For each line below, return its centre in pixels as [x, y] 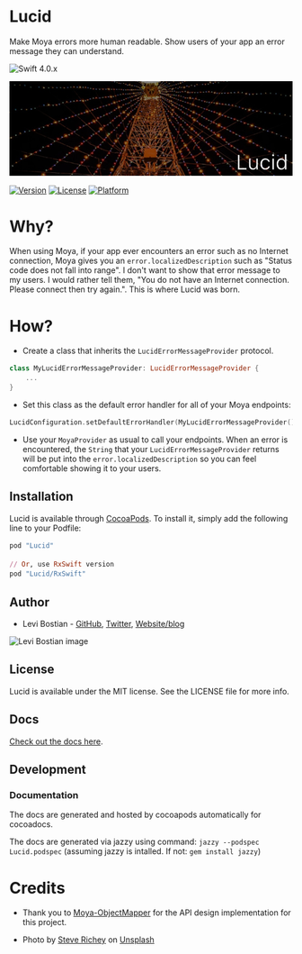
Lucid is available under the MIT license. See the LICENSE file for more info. [149, 691]
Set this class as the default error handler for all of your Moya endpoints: [156, 405]
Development [48, 770]
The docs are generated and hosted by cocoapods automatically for [135, 815]
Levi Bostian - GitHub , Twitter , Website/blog [103, 624]
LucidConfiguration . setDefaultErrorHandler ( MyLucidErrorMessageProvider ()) [154, 422]
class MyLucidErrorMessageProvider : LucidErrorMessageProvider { [134, 368]
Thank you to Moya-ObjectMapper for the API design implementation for [157, 913]
